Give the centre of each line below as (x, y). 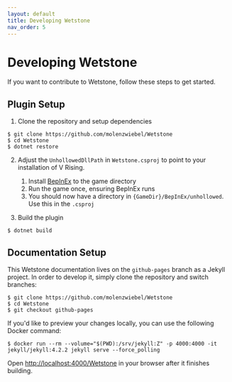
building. (20, 371)
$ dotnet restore (33, 147)
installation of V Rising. (51, 168)
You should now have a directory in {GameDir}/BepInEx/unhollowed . (126, 197)
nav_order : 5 (27, 27)
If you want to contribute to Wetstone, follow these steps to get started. (112, 82)
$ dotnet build (30, 231)
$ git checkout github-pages (50, 310)
